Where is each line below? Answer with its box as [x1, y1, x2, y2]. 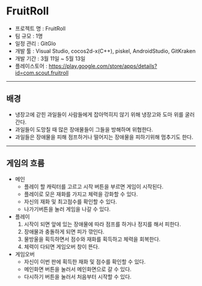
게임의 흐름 [6, 158, 45, 169]
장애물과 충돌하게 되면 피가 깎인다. [23, 228, 105, 235]
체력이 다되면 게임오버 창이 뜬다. [23, 243, 100, 250]
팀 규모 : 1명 [14, 32, 43, 40]
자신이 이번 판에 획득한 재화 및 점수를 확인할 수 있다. [23, 258, 146, 265]
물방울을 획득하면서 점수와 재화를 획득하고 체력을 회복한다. [23, 236, 161, 243]
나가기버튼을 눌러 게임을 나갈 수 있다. [23, 205, 111, 213]
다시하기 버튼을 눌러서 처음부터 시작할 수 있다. [23, 273, 132, 280]
